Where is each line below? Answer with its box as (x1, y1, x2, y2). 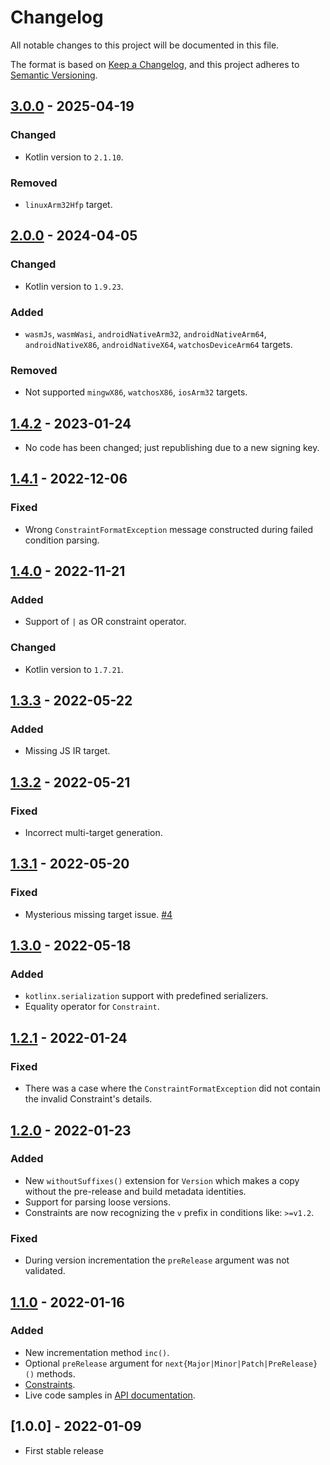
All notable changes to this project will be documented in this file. (10, 39, 280, 51)
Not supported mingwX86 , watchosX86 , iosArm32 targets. (24, 386, 248, 398)
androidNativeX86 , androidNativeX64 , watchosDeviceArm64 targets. (24, 338, 293, 350)
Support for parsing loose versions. (24, 1196, 171, 1208)
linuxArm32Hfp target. (24, 198, 113, 210)
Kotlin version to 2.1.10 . (24, 151, 124, 163)
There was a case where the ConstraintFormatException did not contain (24, 1082, 321, 1095)
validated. (24, 1265, 66, 1277)
